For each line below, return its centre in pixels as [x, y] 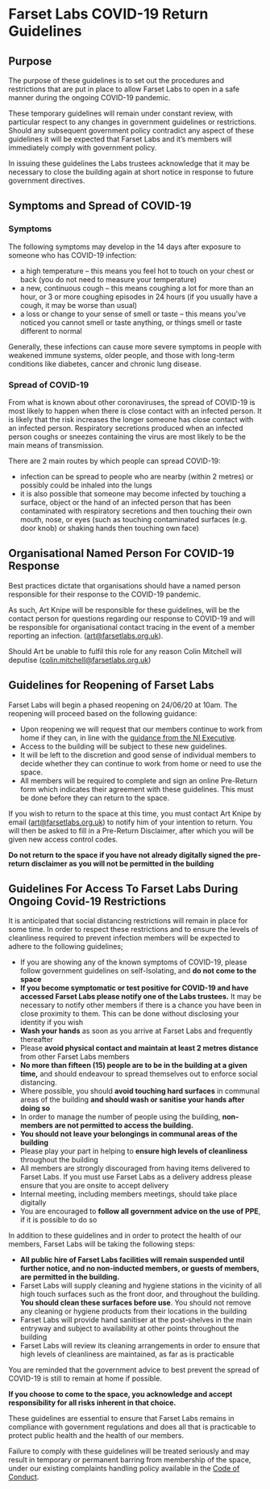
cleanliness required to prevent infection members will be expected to [124, 938]
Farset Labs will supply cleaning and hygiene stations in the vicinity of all [141, 1285]
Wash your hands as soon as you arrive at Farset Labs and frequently [136, 1031]
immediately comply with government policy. [83, 148]
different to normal [51, 331]
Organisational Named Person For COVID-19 [122, 553]
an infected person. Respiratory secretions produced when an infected [126, 428]
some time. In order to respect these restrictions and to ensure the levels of [133, 930]
